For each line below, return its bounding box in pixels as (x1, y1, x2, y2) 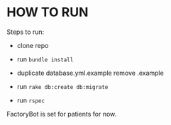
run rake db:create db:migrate (16, 82, 109, 90)
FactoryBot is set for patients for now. (6, 109, 117, 118)
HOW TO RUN (6, 4, 89, 20)
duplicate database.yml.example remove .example (16, 69, 164, 77)
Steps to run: (6, 28, 45, 36)
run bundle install (16, 54, 74, 64)
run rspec (16, 96, 45, 105)
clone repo (16, 41, 49, 49)
